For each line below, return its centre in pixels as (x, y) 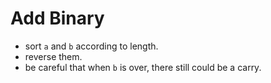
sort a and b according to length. (91, 46)
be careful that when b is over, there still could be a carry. (143, 67)
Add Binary (57, 18)
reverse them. (53, 56)
